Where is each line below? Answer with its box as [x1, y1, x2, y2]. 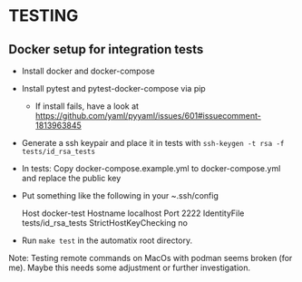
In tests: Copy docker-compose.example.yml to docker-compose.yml [21, 163, 281, 173]
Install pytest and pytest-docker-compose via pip [21, 83, 206, 93]
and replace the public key [21, 173, 122, 183]
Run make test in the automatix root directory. [21, 235, 193, 246]
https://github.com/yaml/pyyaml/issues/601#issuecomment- [34, 111, 262, 121]
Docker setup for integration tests [8, 42, 204, 57]
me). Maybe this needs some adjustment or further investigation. [8, 262, 251, 273]
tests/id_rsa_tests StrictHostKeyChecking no [21, 218, 188, 228]
